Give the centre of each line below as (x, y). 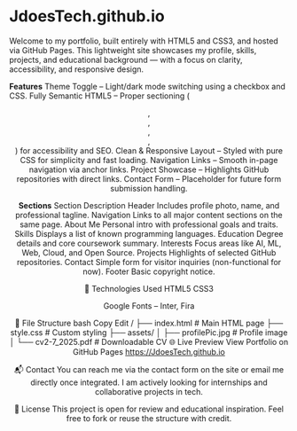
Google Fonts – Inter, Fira (149, 306)
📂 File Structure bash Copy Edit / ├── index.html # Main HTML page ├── (149, 323)
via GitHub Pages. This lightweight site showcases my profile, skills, (133, 50)
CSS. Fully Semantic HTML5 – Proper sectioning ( (100, 96)
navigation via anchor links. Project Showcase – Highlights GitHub (149, 169)
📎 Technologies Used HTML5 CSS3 (149, 288)
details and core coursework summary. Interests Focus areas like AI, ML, (149, 243)
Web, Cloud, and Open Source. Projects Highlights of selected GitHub (149, 252)
